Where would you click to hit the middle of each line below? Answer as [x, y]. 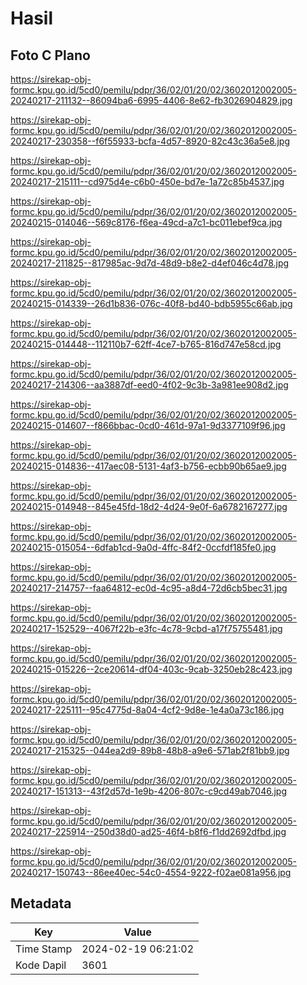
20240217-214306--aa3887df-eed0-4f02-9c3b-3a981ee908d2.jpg [149, 385]
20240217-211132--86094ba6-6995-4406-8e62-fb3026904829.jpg [151, 100]
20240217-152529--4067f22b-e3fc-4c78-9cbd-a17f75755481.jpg [146, 628]
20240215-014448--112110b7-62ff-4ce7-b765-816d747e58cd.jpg [146, 344]
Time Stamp [44, 949]
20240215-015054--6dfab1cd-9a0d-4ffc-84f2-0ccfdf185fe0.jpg [143, 547]
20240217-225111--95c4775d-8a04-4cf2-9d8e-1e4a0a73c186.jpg [147, 710]
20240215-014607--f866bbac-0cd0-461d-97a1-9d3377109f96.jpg [148, 425]
